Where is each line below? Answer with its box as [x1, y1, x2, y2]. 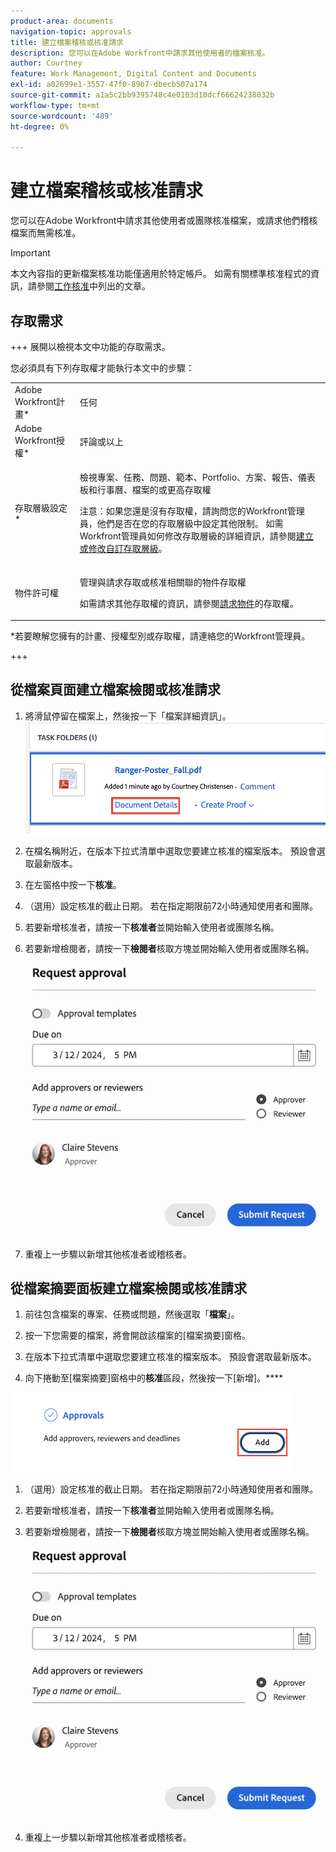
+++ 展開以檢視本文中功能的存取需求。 [10, 341, 171, 352]
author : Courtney [10, 58, 83, 69]
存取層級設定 [14, 501, 68, 514]
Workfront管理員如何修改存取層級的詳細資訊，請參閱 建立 [79, 530, 314, 542]
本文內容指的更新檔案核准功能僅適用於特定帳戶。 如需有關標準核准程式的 [10, 268, 311, 280]
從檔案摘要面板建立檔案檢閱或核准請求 [10, 1280, 247, 1297]
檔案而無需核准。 [10, 227, 81, 239]
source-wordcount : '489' [10, 111, 114, 121]
